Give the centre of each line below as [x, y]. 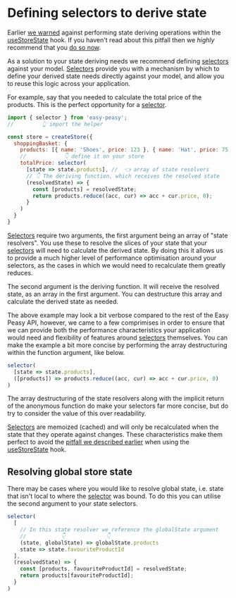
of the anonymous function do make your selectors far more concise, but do [118, 406]
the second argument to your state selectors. [73, 504]
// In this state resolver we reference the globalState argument [119, 530]
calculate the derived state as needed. [63, 301]
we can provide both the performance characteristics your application [109, 330]
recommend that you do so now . [54, 47]
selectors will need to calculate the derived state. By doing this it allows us [115, 250]
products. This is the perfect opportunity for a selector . [87, 104]
